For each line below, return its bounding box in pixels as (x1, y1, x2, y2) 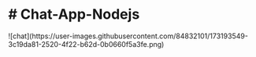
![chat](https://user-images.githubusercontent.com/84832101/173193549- (8, 31, 248, 41)
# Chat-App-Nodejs (8, 5, 140, 23)
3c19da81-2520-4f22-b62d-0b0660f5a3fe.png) (8, 39, 165, 48)
